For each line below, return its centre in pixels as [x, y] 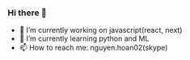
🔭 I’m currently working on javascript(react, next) [101, 30]
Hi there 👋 [27, 13]
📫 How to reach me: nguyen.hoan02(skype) [93, 48]
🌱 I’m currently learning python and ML [84, 38]
